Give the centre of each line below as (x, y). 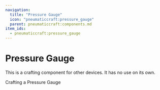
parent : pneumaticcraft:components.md (51, 24)
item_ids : (16, 29)
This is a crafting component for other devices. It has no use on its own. (81, 72)
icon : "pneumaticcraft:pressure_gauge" (52, 19)
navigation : (18, 10)
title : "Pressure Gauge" (36, 15)
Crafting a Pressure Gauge (33, 82)
